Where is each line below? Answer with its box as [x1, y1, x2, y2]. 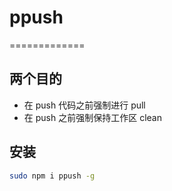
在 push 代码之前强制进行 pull [23, 99, 146, 111]
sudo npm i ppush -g [9, 171, 96, 181]
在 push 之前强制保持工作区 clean [23, 111, 162, 123]
